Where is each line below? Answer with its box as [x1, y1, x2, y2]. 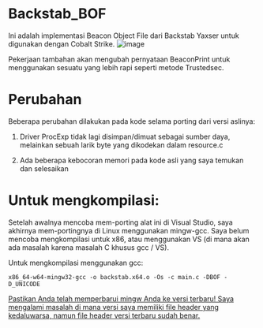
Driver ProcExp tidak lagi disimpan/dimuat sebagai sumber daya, [19, 132, 231, 141]
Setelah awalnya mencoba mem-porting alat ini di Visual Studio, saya [8, 218, 233, 227]
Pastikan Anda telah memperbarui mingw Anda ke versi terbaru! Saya [8, 293, 235, 304]
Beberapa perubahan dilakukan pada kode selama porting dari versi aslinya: [8, 116, 256, 126]
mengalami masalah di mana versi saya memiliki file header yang [8, 302, 220, 311]
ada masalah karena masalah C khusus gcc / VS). [8, 242, 170, 252]
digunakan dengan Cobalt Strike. [8, 39, 115, 48]
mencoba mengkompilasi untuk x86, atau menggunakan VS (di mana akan [8, 234, 250, 244]
